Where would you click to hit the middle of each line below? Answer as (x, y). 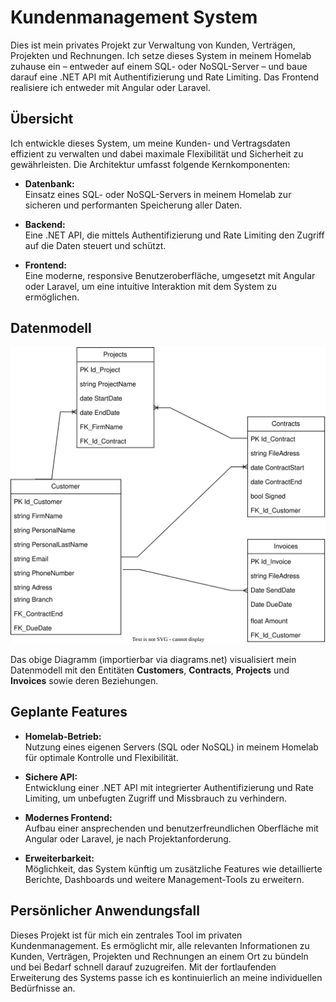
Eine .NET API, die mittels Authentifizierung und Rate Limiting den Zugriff (174, 235)
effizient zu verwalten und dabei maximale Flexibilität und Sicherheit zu (157, 153)
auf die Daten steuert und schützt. (95, 245)
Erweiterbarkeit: (59, 858)
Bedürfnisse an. (43, 988)
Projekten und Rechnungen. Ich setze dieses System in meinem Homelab (161, 55)
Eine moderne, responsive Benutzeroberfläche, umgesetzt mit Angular (170, 275)
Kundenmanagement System (134, 17)
